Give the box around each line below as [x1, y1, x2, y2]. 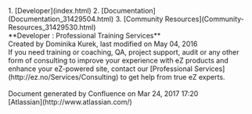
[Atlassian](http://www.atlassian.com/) [8, 98, 133, 106]
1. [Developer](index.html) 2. [8, 6, 100, 15]
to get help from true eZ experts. [120, 73, 225, 81]
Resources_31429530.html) [8, 23, 96, 32]
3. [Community [115, 14, 164, 23]
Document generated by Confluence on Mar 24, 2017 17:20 [8, 89, 199, 98]
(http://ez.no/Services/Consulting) [8, 73, 119, 81]
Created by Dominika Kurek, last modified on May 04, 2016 [8, 39, 198, 48]
